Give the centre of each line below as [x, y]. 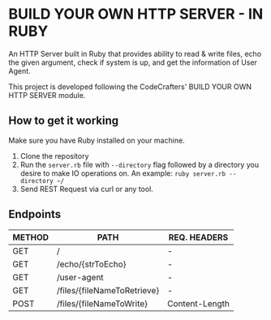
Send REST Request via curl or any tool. [87, 189]
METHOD [31, 237]
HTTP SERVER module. [47, 95]
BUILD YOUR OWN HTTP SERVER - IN [136, 14]
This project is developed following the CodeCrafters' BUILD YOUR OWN [130, 87]
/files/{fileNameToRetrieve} [108, 290]
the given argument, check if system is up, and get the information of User [133, 62]
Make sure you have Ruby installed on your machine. [97, 140]
